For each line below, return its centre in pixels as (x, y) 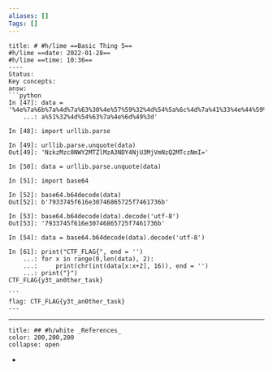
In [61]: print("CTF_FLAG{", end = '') (76, 252)
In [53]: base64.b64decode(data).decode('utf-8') (94, 216)
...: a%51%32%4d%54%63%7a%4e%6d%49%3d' (91, 117)
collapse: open (34, 344)
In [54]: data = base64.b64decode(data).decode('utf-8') (107, 237)
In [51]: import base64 (49, 181)
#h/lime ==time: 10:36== (50, 60)
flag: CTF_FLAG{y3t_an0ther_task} (67, 301)
